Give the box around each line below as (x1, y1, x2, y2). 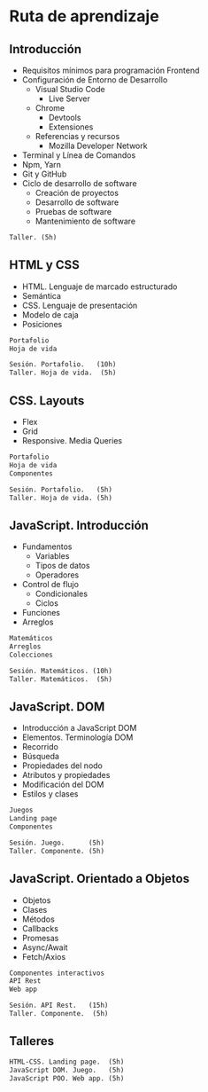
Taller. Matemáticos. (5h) (9, 674, 113, 684)
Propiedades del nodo (21, 760, 104, 771)
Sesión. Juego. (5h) (9, 838, 104, 847)
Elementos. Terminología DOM (21, 732, 134, 742)
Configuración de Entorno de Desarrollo (21, 75, 168, 85)
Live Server (48, 93, 91, 104)
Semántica (21, 290, 62, 301)
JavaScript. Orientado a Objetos (9, 871, 190, 886)
